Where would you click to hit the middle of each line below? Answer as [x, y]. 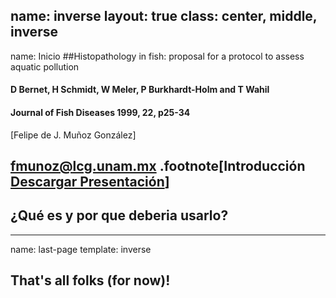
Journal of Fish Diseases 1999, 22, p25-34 [100, 112]
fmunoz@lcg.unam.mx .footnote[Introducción [158, 166]
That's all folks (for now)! [90, 280]
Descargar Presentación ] [90, 182]
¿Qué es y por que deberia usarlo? [119, 215]
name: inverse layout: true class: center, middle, [164, 16]
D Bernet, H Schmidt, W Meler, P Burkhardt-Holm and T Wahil [140, 90]
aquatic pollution [45, 66]
